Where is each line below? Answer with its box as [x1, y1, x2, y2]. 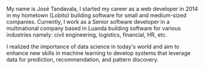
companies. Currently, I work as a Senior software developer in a [6, 18, 170, 25]
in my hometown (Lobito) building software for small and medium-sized [6, 12, 187, 19]
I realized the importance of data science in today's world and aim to [6, 43, 179, 50]
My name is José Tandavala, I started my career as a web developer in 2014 [6, 5, 198, 12]
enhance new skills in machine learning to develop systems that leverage [6, 49, 191, 57]
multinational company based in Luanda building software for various [6, 24, 181, 32]
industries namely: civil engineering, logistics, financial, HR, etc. [6, 31, 167, 38]
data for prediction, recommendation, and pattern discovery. [6, 56, 159, 63]
